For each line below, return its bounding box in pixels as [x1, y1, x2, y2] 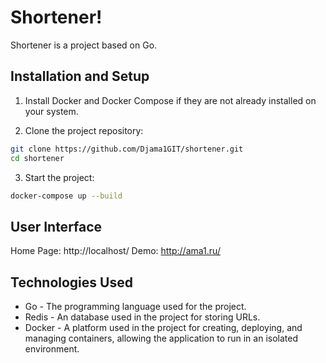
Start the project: [24, 171, 95, 183]
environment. [24, 343, 80, 355]
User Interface [10, 218, 103, 235]
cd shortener [10, 153, 65, 163]
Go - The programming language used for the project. [24, 301, 247, 312]
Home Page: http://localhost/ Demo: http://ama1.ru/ [10, 245, 221, 257]
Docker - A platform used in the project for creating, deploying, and [24, 322, 303, 333]
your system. [24, 105, 79, 117]
